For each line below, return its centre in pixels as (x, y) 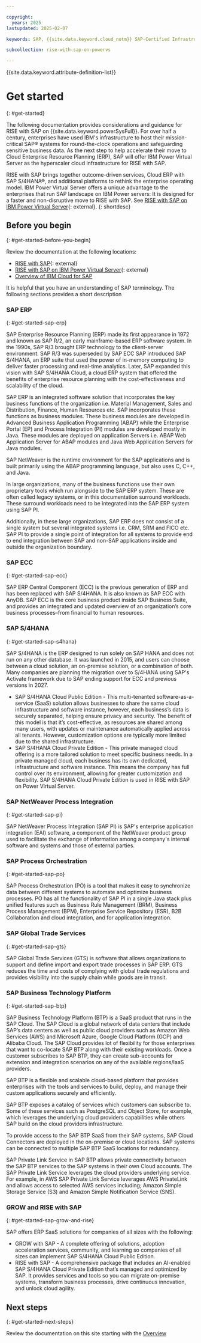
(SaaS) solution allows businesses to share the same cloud (107, 703)
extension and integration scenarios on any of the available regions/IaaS (95, 1062)
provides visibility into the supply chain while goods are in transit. (87, 977)
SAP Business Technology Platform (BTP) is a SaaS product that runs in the (99, 1017)
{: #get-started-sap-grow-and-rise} (50, 1220)
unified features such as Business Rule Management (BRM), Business (92, 905)
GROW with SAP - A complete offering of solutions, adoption (89, 1244)
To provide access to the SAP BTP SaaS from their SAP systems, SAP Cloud (100, 1135)
